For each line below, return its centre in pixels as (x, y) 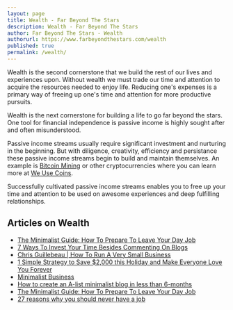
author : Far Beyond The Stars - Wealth (65, 33)
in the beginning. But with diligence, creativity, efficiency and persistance (112, 151)
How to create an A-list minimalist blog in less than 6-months (105, 284)
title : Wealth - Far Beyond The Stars (63, 20)
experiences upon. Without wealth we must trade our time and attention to (114, 79)
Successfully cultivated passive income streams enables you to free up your (116, 186)
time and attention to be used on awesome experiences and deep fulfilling (114, 194)
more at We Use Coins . (40, 173)
